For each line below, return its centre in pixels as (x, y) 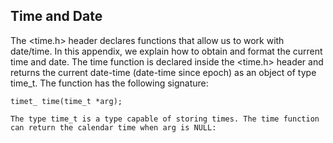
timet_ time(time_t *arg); (66, 101)
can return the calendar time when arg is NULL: (113, 127)
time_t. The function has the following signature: (109, 83)
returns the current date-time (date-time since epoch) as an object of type (163, 72)
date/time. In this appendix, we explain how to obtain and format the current (166, 51)
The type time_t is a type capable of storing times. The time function (165, 119)
